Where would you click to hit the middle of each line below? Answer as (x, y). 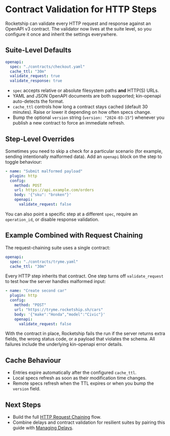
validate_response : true (36, 81)
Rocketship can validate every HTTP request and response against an (78, 23)
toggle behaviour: (24, 162)
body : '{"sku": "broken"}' (43, 195)
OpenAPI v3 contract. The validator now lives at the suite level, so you (78, 28)
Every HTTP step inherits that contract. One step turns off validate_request (84, 276)
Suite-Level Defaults (38, 50)
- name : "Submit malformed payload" (44, 171)
